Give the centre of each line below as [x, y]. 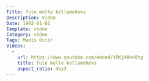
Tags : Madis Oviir [30, 40]
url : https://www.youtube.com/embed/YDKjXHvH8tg [80, 57]
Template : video [27, 29]
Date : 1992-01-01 [28, 23]
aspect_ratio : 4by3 [42, 69]
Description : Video [31, 18]
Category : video [27, 35]
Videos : [16, 46]
